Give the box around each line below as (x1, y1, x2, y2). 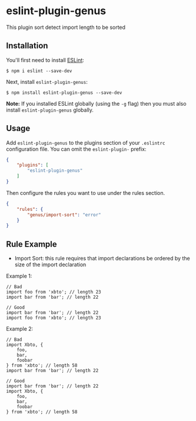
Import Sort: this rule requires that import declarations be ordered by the (14, 255, 190, 262)
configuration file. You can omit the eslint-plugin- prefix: (6, 145, 147, 152)
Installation (6, 41, 48, 51)
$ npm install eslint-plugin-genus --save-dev (6, 90, 122, 96)
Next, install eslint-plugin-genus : (6, 78, 88, 85)
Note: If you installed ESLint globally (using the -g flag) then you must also (6, 100, 187, 107)
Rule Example (6, 239, 57, 249)
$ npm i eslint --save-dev (6, 68, 72, 74)
